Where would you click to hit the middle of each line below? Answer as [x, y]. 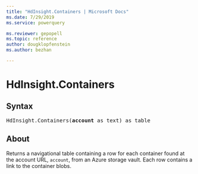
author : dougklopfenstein [38, 45]
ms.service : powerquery [36, 23]
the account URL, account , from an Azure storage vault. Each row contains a [99, 159]
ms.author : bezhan [29, 50]
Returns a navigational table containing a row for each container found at [95, 153]
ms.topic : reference [32, 39]
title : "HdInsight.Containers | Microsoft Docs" [67, 12]
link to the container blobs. [39, 166]
